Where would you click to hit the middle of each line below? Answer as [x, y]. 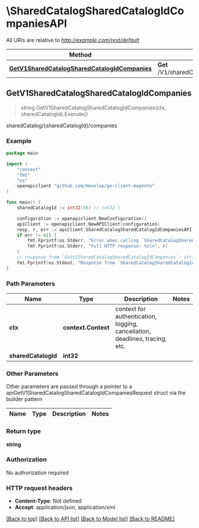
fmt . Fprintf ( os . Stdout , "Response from [66, 263]
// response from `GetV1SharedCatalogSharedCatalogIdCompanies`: [99, 257]
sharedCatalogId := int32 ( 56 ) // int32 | [68, 208]
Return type [24, 431]
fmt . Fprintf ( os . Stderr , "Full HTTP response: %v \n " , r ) [98, 246]
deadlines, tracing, [141, 338]
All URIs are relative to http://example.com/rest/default [73, 40]
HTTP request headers [39, 488]
